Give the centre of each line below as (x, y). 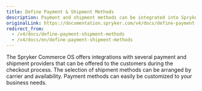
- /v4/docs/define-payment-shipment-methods (68, 34)
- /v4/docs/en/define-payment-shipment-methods (72, 40)
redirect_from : (25, 29)
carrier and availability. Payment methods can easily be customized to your (99, 76)
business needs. (26, 83)
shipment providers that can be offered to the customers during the (90, 63)
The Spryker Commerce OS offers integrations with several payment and (96, 57)
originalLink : (24, 23)
